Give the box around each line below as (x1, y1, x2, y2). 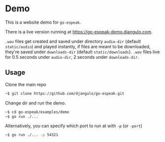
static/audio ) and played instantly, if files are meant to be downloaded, (5, 43, 151, 49)
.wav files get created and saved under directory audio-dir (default (5, 38, 141, 44)
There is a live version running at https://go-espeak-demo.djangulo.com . (5, 29, 153, 35)
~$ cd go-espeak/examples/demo (5, 109, 69, 114)
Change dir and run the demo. (5, 100, 66, 106)
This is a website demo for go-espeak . (5, 19, 81, 25)
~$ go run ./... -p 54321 (5, 133, 58, 138)
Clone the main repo (5, 81, 47, 87)
